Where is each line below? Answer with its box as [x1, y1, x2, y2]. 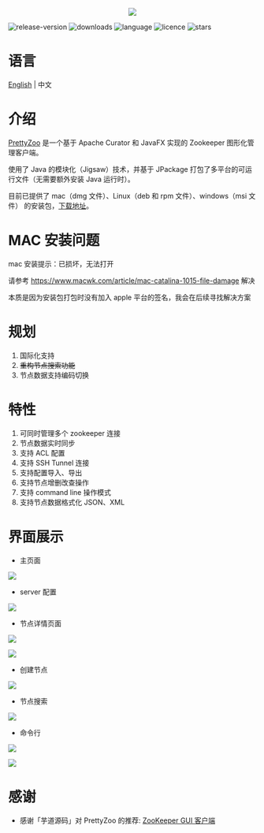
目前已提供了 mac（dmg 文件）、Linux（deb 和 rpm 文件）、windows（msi [8, 191, 247, 200]
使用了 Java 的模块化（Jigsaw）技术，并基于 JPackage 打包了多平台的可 [8, 164, 246, 173]
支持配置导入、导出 [19, 467, 83, 477]
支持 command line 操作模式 [19, 487, 112, 496]
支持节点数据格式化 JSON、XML [19, 497, 125, 507]
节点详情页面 [19, 619, 61, 628]
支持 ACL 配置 [19, 448, 65, 457]
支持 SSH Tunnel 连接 [19, 458, 90, 467]
